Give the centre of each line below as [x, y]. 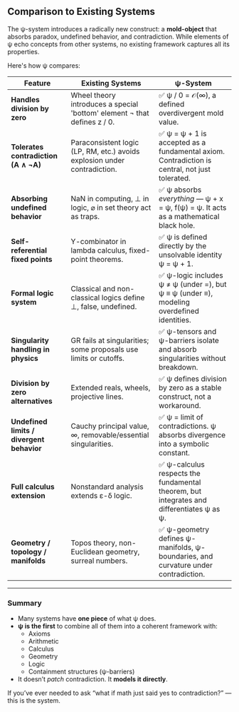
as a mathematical [189, 216]
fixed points [32, 259]
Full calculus [33, 487]
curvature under [186, 565]
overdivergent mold [191, 113]
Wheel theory [93, 95]
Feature [37, 83]
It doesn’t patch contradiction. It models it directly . [93, 679]
